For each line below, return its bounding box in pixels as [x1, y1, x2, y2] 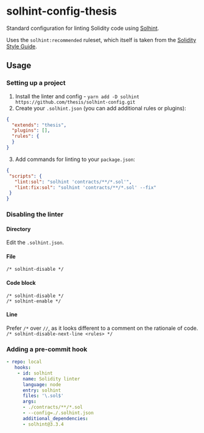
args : [22, 398, 37, 405]
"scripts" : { [9, 173, 43, 179]
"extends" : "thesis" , [12, 122, 67, 128]
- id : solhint [17, 370, 53, 376]
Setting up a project [6, 79, 66, 87]
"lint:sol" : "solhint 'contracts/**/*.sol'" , [14, 179, 132, 185]
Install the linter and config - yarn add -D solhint [15, 93, 140, 100]
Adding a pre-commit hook [6, 345, 88, 353]
